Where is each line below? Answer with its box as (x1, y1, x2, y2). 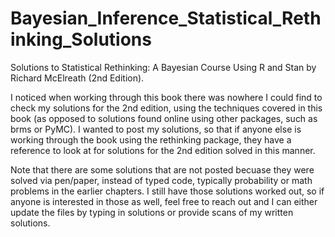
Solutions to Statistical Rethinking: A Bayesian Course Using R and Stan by (10, 61, 317, 73)
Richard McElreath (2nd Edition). (10, 72, 145, 84)
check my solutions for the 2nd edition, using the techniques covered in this (10, 102, 323, 114)
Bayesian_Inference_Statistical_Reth (10, 7, 322, 30)
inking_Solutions (10, 28, 152, 51)
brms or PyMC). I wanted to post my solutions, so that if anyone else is (10, 123, 302, 135)
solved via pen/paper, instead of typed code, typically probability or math (10, 174, 313, 186)
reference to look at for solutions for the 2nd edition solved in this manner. (10, 144, 316, 156)
